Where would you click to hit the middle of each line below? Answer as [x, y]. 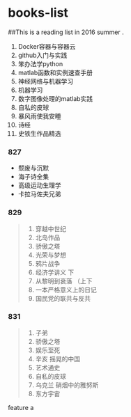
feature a [21, 407]
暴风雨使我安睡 [39, 116]
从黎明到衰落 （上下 [64, 281]
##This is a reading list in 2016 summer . [66, 32]
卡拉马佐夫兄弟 [39, 194]
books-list [38, 13]
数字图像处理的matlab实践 [55, 98]
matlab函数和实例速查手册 [55, 72]
